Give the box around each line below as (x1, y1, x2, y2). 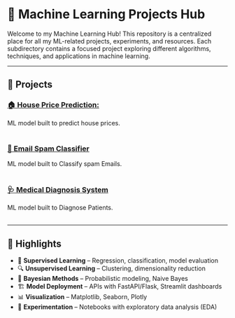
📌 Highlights (7, 237, 62, 249)
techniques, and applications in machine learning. (7, 52, 150, 60)
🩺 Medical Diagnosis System (7, 185, 108, 195)
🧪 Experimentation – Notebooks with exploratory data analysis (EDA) (17, 303, 218, 311)
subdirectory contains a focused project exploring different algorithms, (7, 44, 211, 53)
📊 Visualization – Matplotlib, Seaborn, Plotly (17, 293, 148, 301)
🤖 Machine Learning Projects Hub (7, 6, 206, 22)
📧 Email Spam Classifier (7, 144, 90, 153)
